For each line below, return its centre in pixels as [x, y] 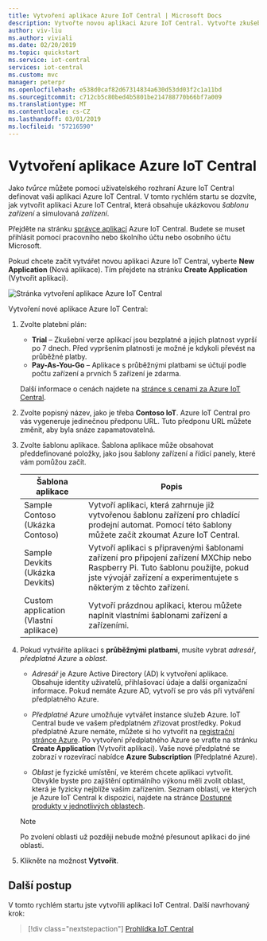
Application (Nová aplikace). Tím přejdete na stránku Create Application [128, 269]
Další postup [40, 886]
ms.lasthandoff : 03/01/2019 [55, 119]
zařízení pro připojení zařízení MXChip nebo [170, 558]
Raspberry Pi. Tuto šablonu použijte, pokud [168, 567]
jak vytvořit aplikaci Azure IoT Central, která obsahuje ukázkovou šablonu [128, 204]
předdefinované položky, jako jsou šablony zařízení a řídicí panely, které [137, 453]
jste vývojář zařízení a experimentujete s [164, 577]
